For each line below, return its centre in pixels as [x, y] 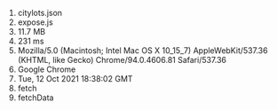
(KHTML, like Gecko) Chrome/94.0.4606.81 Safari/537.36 [122, 60]
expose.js [35, 22]
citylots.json [40, 13]
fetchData [36, 98]
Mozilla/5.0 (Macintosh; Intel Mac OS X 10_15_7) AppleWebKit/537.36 [142, 51]
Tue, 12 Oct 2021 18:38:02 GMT [75, 79]
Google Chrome [47, 69]
